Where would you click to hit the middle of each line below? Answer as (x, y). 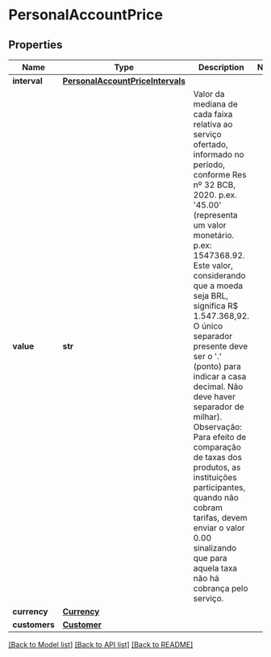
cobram (208, 508)
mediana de (215, 104)
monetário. (214, 235)
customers (33, 625)
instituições (215, 477)
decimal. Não (218, 387)
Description (221, 67)
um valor (210, 225)
